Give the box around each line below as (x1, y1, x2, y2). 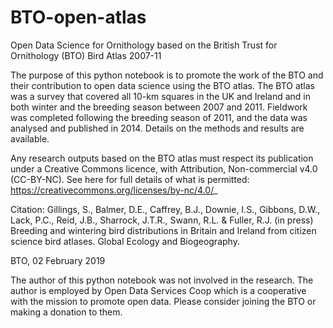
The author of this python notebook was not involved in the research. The (10, 274, 314, 286)
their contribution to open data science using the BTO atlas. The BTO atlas (10, 79, 316, 91)
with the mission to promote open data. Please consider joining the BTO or (10, 295, 317, 307)
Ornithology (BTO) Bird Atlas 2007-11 (10, 49, 162, 61)
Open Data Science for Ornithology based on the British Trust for (10, 39, 278, 51)
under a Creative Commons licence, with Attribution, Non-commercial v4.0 (10, 162, 318, 175)
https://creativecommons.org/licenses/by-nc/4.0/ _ (10, 184, 218, 196)
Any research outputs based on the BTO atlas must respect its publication (10, 152, 314, 164)
